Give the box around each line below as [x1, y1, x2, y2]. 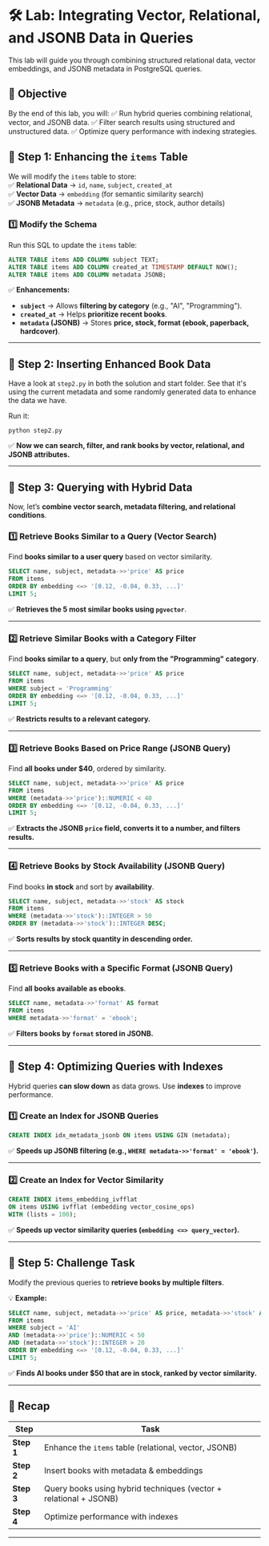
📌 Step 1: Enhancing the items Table [8, 150, 188, 164]
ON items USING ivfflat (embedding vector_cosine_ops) [8, 1203, 195, 1211]
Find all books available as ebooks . [8, 983, 126, 994]
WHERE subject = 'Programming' [8, 684, 113, 692]
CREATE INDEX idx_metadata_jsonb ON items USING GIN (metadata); [8, 1132, 231, 1140]
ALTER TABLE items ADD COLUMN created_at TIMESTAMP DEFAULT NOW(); [8, 263, 239, 271]
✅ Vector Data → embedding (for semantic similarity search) [8, 189, 204, 199]
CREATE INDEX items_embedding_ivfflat [8, 1196, 138, 1204]
